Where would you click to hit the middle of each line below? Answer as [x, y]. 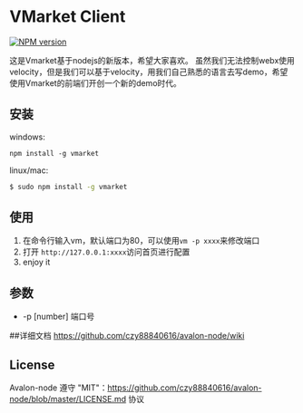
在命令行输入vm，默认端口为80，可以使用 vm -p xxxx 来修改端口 [141, 241]
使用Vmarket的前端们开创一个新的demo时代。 [95, 82]
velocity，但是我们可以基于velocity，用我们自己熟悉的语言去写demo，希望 [149, 72]
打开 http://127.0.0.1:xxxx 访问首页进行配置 [106, 252]
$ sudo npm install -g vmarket [68, 187]
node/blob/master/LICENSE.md [68, 399]
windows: [27, 137]
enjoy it [36, 262]
